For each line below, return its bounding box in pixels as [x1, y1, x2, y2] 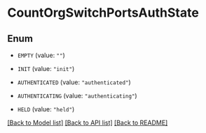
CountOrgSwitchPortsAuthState [7, 5, 200, 21]
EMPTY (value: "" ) [17, 51, 65, 59]
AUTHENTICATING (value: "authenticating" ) [17, 92, 138, 100]
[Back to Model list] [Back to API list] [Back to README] [7, 118, 168, 127]
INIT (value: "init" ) [17, 65, 75, 72]
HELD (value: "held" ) [17, 105, 75, 113]
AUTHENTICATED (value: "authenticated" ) [17, 78, 131, 86]
